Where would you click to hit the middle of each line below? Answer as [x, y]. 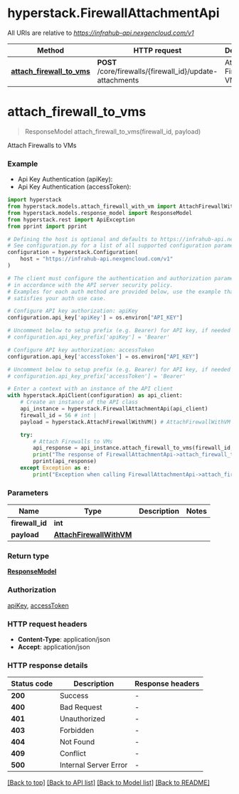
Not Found [77, 742]
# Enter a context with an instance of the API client [90, 389]
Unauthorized [82, 719]
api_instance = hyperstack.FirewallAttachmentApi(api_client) [114, 409]
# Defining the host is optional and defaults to [83, 239]
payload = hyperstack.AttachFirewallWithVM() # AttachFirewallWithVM [126, 422]
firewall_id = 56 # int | [59, 415]
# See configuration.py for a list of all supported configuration [110, 246]
